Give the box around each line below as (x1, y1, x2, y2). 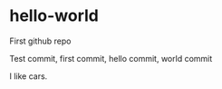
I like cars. (9, 70, 48, 82)
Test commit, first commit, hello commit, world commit (9, 53, 213, 64)
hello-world (9, 5, 100, 26)
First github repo (9, 35, 72, 46)
